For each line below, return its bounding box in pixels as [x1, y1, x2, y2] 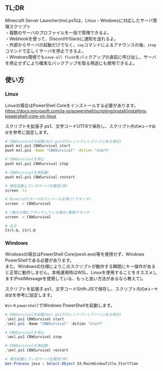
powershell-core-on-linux [5, 113, 57, 119]
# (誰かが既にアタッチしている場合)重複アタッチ [5, 210, 90, 215]
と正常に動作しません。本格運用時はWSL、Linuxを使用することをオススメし [5, 269, 157, 275]
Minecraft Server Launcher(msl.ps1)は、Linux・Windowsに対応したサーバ [5, 17, 153, 23]
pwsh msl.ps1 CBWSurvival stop [5, 161, 69, 166]
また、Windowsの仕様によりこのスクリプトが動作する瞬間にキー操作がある [5, 263, 156, 269]
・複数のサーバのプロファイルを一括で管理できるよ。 [5, 29, 112, 36]
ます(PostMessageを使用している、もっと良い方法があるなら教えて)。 [5, 275, 146, 281]
